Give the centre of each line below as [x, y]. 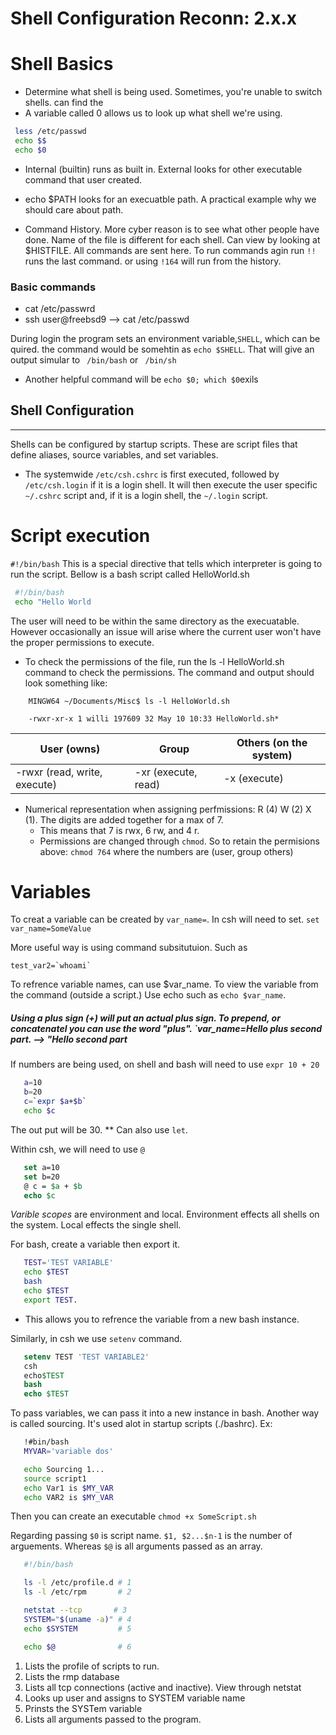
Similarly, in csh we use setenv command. [96, 1338]
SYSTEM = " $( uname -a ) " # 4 [77, 1619]
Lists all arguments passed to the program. [113, 1719]
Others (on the [272, 742]
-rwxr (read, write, [59, 772]
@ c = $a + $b [53, 1186]
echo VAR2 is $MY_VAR [68, 1497]
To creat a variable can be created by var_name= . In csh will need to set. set [165, 919]
